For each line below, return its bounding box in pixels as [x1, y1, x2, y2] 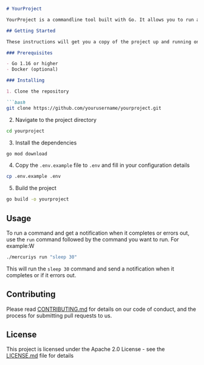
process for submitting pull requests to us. [6, 311, 112, 319]
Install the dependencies [15, 139, 77, 146]
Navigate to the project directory [15, 116, 97, 123]
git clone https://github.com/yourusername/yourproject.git [6, 105, 162, 111]
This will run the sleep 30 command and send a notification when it [6, 265, 174, 272]
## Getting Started [6, 27, 56, 34]
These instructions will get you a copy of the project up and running [6, 38, 191, 45]
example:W [6, 242, 35, 249]
